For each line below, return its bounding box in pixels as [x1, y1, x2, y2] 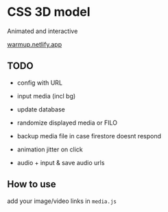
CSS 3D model [7, 4, 91, 20]
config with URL [16, 78, 63, 87]
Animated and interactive [7, 27, 78, 35]
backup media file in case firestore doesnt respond [16, 131, 162, 140]
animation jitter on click [16, 145, 84, 153]
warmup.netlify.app [7, 40, 62, 48]
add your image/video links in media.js [7, 197, 117, 205]
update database [16, 105, 65, 114]
